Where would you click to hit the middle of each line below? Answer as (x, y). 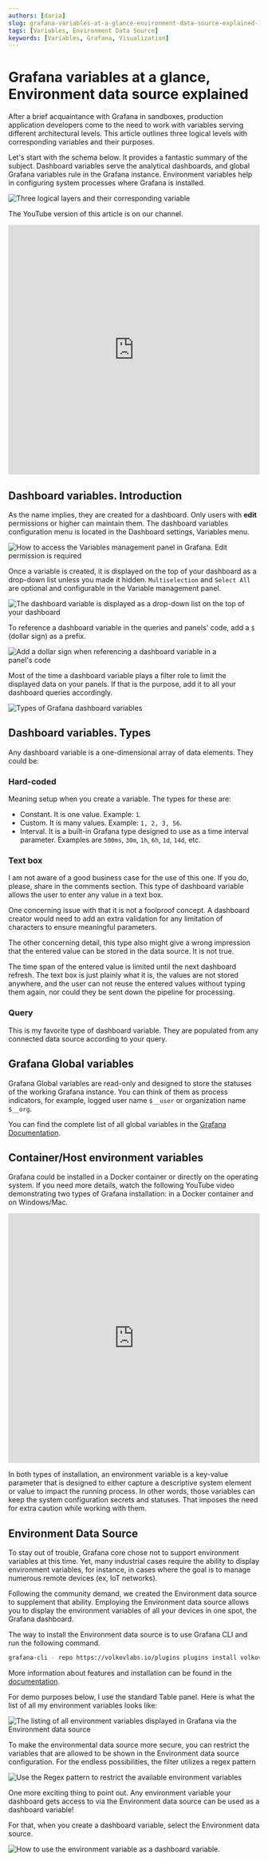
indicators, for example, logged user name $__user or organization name (127, 1100)
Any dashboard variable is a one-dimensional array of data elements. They (131, 752)
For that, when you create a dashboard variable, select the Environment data (134, 1825)
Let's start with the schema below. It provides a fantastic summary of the (128, 157)
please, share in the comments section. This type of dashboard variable (126, 887)
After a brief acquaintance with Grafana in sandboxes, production (116, 117)
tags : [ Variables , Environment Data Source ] (83, 30)
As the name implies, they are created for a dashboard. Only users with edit (133, 515)
